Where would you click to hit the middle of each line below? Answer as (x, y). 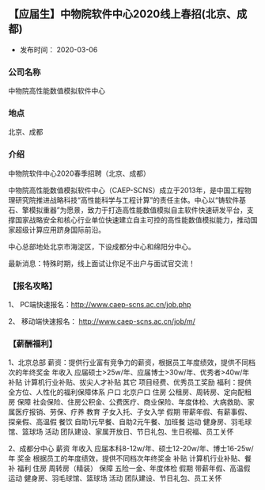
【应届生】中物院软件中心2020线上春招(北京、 (123, 14)
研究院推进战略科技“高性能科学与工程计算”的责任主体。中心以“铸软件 (127, 199)
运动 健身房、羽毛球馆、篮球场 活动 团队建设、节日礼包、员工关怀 (115, 478)
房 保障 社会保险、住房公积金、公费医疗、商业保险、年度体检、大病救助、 (128, 402)
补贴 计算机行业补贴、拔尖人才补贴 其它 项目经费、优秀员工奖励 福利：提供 (130, 382)
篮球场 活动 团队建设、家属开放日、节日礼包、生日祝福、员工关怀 (128, 432)
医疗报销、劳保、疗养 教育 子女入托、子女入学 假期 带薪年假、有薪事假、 (133, 412)
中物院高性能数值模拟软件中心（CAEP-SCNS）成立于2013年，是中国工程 (127, 190)
